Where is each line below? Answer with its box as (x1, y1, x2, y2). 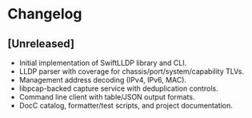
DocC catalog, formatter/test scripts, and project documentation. (18, 101, 234, 110)
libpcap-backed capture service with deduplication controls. (18, 83, 218, 93)
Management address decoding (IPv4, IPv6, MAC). (18, 75, 187, 84)
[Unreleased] (7, 37, 75, 51)
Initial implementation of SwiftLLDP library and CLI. (18, 58, 187, 67)
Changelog (7, 5, 82, 23)
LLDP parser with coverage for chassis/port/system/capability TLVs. (18, 67, 245, 76)
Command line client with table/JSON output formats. (18, 92, 195, 101)
